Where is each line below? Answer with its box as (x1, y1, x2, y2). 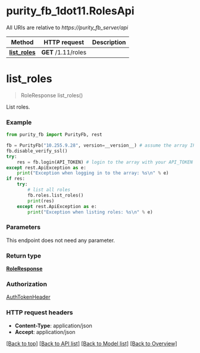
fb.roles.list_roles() (27, 192, 84, 198)
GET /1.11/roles (41, 48, 87, 56)
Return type (6, 252, 42, 260)
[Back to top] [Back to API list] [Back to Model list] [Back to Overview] (6, 340, 177, 347)
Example (6, 118, 32, 126)
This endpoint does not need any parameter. (6, 237, 115, 244)
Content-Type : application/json (14, 322, 92, 329)
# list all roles (27, 187, 70, 193)
